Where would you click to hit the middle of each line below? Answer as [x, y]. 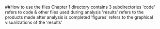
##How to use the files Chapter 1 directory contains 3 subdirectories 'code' [80, 7]
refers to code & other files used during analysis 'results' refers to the [74, 12]
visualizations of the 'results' [34, 22]
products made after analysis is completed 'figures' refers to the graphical [79, 17]
